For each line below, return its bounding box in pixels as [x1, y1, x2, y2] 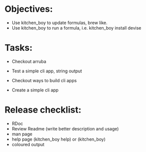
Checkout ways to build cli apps [11, 77, 77, 83]
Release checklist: [4, 104, 82, 116]
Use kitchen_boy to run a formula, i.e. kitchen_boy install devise [11, 25, 142, 30]
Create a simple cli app [11, 87, 59, 93]
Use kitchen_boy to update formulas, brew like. [11, 20, 108, 26]
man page [11, 131, 33, 137]
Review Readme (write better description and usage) [11, 125, 119, 131]
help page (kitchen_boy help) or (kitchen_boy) [11, 136, 106, 142]
